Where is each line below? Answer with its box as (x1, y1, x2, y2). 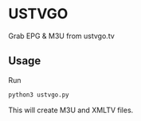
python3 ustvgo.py (8, 91, 69, 99)
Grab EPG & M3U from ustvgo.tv (8, 31, 116, 41)
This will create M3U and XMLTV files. (8, 105, 134, 115)
